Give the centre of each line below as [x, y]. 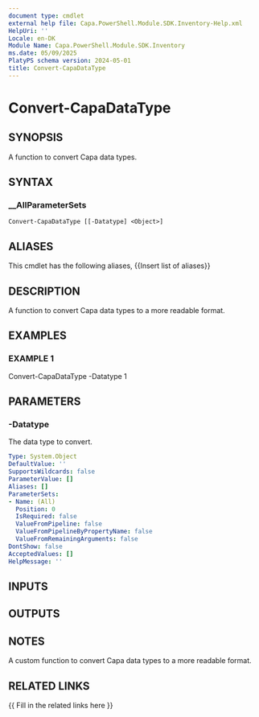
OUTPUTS [34, 614]
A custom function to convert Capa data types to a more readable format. [130, 661]
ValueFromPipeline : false [59, 524]
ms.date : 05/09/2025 [43, 53]
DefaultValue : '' [37, 464]
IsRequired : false [47, 517]
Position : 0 [36, 509]
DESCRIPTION [44, 291]
